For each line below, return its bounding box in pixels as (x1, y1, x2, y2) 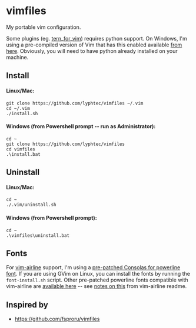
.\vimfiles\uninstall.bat (6, 232, 69, 239)
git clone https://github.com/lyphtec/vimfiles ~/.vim (6, 100, 144, 106)
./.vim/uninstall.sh (6, 202, 57, 208)
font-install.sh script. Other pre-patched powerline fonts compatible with (6, 276, 188, 283)
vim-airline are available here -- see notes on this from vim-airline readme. (6, 283, 187, 290)
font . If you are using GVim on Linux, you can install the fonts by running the (6, 270, 190, 277)
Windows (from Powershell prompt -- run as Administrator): (6, 123, 156, 130)
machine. (6, 53, 29, 61)
